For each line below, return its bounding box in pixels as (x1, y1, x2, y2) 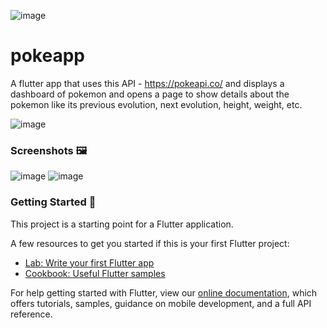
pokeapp (10, 45, 85, 67)
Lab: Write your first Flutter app (24, 256, 155, 269)
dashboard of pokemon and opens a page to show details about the (10, 88, 290, 100)
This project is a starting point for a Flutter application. (10, 218, 234, 230)
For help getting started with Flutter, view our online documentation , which (10, 286, 318, 299)
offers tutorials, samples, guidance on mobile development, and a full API (10, 297, 312, 309)
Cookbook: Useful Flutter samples (24, 267, 166, 279)
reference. (10, 308, 53, 320)
